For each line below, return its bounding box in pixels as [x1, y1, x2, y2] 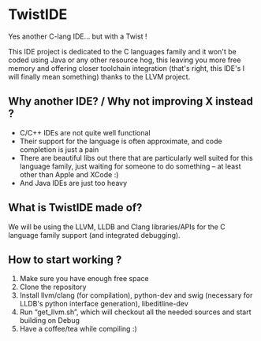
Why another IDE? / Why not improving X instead [8, 95, 254, 108]
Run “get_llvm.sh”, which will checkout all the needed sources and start [19, 307, 252, 317]
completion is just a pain [19, 144, 99, 154]
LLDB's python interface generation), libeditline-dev [19, 299, 188, 309]
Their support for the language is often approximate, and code [19, 136, 222, 146]
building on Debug [19, 316, 80, 325]
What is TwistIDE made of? [8, 201, 143, 214]
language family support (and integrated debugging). [8, 230, 181, 239]
